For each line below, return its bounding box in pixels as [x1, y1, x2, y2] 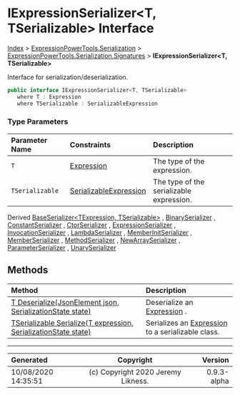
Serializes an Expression [145, 318, 228, 328]
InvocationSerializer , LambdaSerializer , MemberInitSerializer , [7, 228, 193, 236]
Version [201, 355, 229, 365]
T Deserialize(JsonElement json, [11, 297, 119, 307]
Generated [11, 355, 48, 365]
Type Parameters [7, 116, 69, 126]
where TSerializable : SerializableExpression [16, 100, 159, 107]
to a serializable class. [145, 326, 220, 336]
